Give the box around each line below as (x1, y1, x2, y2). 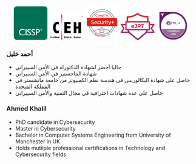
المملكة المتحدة (15, 83, 51, 91)
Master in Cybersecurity (15, 125, 76, 132)
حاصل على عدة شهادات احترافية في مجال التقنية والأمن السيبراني (15, 89, 163, 97)
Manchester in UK (15, 137, 61, 145)
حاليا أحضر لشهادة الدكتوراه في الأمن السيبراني (15, 64, 121, 71)
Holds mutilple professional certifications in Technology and (15, 144, 166, 151)
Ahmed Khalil (6, 104, 47, 113)
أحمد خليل (6, 49, 33, 58)
